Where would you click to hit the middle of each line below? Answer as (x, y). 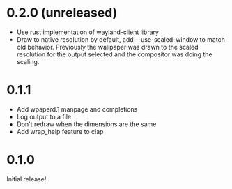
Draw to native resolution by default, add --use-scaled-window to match (121, 39)
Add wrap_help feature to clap (60, 131)
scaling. (28, 61)
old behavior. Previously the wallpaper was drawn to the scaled (108, 47)
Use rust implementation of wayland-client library (88, 32)
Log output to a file (44, 116)
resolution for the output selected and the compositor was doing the (115, 54)
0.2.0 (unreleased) (62, 13)
